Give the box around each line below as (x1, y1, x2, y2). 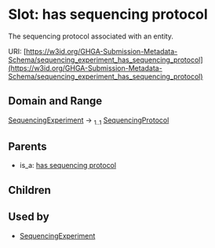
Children (8, 183, 51, 197)
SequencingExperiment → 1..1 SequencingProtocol (8, 115, 169, 126)
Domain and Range (8, 94, 103, 108)
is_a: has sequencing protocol (19, 161, 116, 170)
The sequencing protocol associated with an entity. (8, 31, 174, 41)
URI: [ (8, 46, 27, 56)
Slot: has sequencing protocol (8, 5, 208, 24)
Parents (8, 140, 47, 153)
